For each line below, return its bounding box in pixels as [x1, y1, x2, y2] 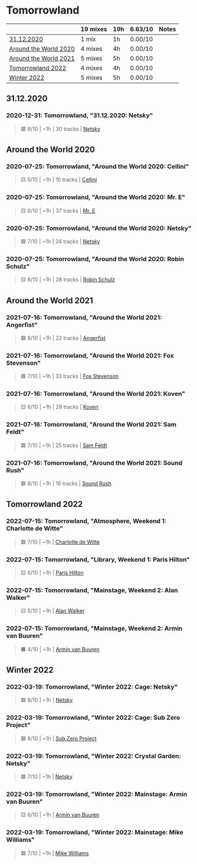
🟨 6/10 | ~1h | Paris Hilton [20, 569, 84, 576]
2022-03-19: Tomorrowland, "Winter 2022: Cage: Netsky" [6, 682, 178, 690]
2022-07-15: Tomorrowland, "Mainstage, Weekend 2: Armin [6, 624, 183, 632]
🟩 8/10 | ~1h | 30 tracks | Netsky [20, 125, 101, 132]
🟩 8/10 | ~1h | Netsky [20, 696, 73, 704]
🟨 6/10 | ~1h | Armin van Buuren [20, 811, 100, 818]
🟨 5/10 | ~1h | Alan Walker [20, 608, 85, 615]
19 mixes [80, 25, 107, 33]
